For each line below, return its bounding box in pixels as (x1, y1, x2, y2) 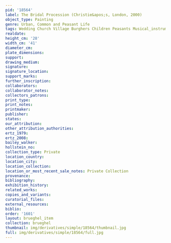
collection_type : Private (5, 150, 60, 155)
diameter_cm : (5, 45, 33, 50)
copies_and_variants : (5, 192, 51, 197)
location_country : (5, 154, 44, 159)
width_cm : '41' (5, 41, 38, 46)
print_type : (5, 97, 31, 102)
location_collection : (5, 164, 51, 169)
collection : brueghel (5, 221, 51, 226)
